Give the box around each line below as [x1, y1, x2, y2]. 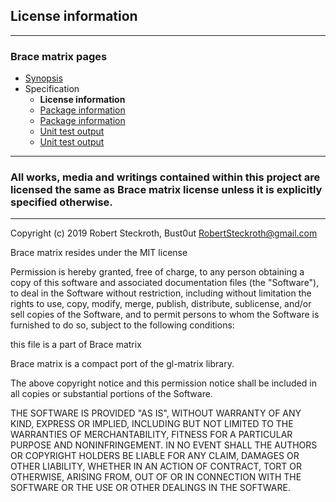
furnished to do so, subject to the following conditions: [10, 319, 235, 331]
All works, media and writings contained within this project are [10, 170, 321, 184]
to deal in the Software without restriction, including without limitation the [10, 287, 312, 299]
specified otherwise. [10, 195, 113, 209]
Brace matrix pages [10, 49, 108, 63]
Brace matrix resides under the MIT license [10, 247, 188, 259]
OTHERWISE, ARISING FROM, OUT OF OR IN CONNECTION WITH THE [10, 471, 302, 483]
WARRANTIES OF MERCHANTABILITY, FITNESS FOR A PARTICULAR [10, 429, 293, 441]
